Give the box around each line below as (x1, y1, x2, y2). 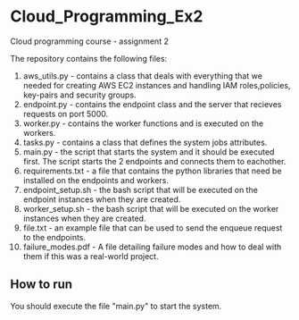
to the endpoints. (22, 232, 87, 242)
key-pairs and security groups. (22, 89, 137, 100)
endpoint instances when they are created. (22, 194, 181, 205)
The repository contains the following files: (10, 53, 168, 63)
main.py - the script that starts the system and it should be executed (22, 146, 275, 157)
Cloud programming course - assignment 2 (10, 36, 169, 46)
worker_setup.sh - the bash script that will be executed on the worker (22, 203, 279, 214)
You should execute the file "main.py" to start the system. (10, 300, 222, 311)
